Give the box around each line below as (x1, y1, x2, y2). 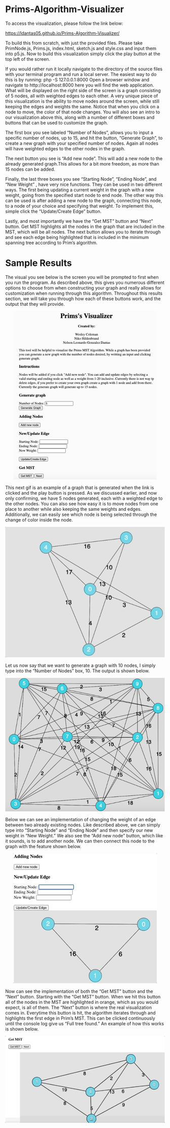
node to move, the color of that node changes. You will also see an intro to (5, 109, 160, 115)
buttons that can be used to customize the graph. (5, 119, 108, 126)
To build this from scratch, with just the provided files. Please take (5, 39, 143, 46)
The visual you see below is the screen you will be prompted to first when (5, 274, 159, 280)
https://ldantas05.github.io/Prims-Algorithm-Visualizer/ (5, 30, 120, 36)
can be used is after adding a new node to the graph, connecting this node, (5, 197, 162, 204)
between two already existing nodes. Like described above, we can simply (5, 822, 160, 828)
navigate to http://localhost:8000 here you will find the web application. (5, 82, 154, 88)
